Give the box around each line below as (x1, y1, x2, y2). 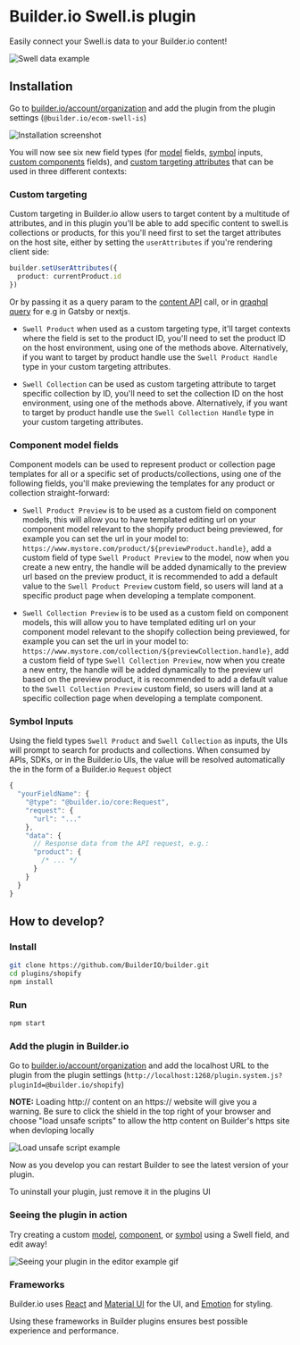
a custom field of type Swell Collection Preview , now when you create (21, 655, 286, 665)
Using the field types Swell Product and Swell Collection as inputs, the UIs (9, 735, 288, 747)
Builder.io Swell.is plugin (9, 6, 196, 27)
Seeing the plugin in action (9, 1208, 128, 1221)
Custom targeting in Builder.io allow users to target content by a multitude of (9, 208, 290, 220)
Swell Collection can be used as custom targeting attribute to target (21, 378, 277, 389)
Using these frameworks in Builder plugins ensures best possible (9, 1316, 248, 1326)
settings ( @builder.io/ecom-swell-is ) (9, 112, 147, 122)
